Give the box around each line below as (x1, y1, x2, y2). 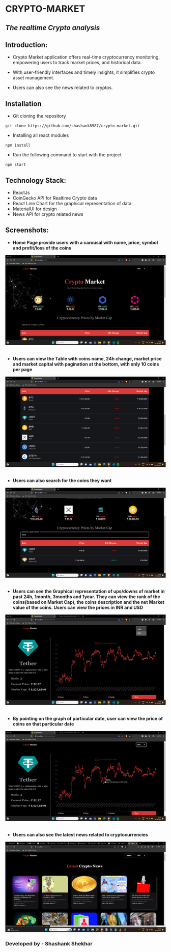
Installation (5, 99, 42, 108)
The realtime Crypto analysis (5, 23, 100, 32)
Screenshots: (5, 226, 49, 235)
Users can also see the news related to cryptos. (12, 85, 113, 91)
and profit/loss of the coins (12, 245, 72, 251)
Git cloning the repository (12, 113, 66, 119)
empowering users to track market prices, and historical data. (12, 60, 142, 66)
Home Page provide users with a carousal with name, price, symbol (12, 239, 158, 245)
